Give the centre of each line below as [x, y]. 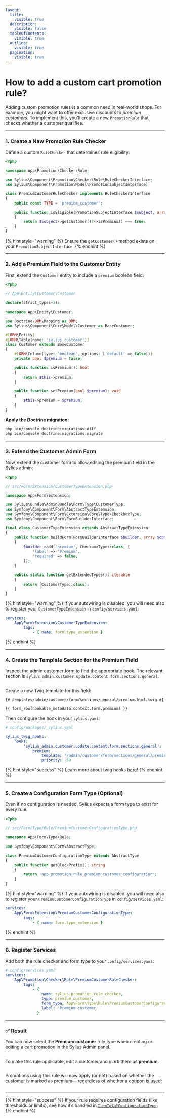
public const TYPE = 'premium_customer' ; [58, 203]
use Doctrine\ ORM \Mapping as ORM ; [42, 321]
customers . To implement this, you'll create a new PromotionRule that [77, 118]
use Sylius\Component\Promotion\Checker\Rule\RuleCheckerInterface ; [79, 180]
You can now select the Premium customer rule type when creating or [79, 1041]
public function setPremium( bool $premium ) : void [68, 391]
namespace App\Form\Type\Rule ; [38, 837]
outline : [19, 43]
